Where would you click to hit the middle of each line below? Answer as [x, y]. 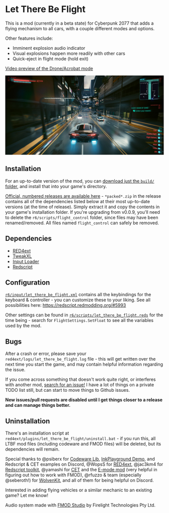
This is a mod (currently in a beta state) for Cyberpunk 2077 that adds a [79, 23]
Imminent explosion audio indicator [49, 48]
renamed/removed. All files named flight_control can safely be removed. [82, 223]
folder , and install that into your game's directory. [56, 186]
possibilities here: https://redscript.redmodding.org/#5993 [66, 305]
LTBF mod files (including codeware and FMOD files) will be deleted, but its [83, 444]
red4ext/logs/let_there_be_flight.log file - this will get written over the [80, 359]
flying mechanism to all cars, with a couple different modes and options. [80, 28]
